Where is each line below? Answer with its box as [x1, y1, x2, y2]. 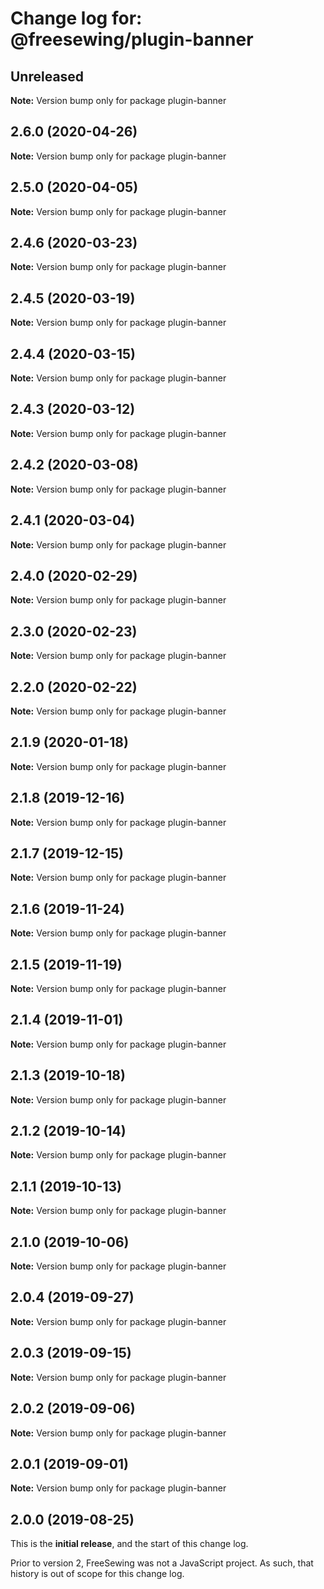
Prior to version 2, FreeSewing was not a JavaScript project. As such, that [10, 1557, 314, 1569]
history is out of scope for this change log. [10, 1568, 185, 1580]
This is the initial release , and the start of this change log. [10, 1538, 249, 1550]
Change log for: [10, 7, 143, 30]
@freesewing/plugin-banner [10, 28, 254, 51]
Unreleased [10, 68, 85, 85]
